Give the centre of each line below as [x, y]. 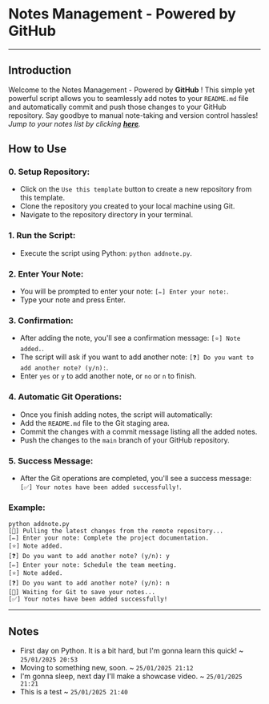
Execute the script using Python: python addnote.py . [106, 253]
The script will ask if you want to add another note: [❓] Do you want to [137, 357]
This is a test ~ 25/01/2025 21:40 [74, 692]
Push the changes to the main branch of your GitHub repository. [124, 440]
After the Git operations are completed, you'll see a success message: [136, 478]
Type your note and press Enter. [73, 300]
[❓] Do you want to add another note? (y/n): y [89, 556]
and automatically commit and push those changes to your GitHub [117, 107]
